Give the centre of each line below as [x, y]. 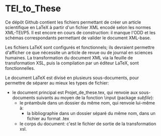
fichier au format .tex [48, 118]
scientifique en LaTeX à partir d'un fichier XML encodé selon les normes [78, 27]
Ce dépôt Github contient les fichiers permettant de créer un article [73, 22]
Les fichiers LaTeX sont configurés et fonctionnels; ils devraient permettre [80, 47]
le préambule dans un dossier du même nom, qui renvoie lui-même [87, 103]
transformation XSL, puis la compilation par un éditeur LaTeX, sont [72, 63]
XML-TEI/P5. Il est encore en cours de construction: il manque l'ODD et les [80, 32]
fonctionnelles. [20, 68]
